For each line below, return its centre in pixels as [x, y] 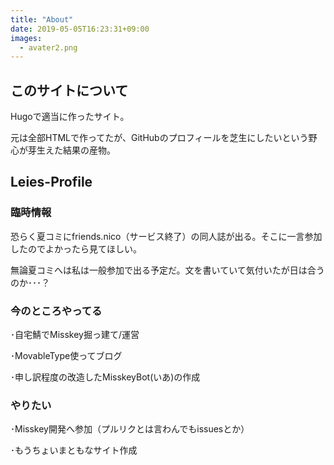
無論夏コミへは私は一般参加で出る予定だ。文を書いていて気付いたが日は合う [167, 270]
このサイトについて [69, 90]
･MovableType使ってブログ [66, 356]
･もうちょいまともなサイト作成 [74, 450]
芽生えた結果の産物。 [71, 150]
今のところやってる [56, 311]
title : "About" [42, 19]
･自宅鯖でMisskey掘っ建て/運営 [75, 335]
